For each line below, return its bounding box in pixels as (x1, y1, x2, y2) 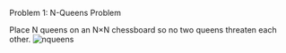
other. (9, 34, 31, 44)
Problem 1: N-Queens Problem (9, 8, 122, 18)
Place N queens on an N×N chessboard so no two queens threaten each (9, 25, 277, 34)
